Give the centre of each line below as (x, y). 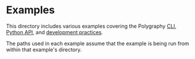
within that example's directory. (44, 49)
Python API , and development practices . (55, 32)
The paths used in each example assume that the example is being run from (97, 43)
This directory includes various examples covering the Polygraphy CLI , (91, 26)
